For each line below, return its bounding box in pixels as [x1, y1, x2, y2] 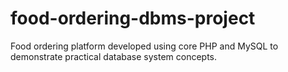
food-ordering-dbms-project [10, 7, 256, 30]
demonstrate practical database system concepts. [10, 50, 218, 62]
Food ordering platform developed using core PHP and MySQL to [10, 40, 279, 52]
